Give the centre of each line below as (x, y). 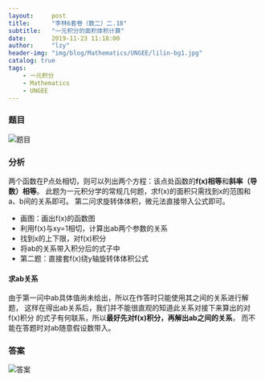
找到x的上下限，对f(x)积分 (63, 238)
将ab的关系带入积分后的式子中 (70, 248)
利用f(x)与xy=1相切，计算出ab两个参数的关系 (94, 228)
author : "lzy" (39, 46)
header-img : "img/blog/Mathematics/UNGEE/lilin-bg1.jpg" (106, 53)
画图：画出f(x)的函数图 (57, 218)
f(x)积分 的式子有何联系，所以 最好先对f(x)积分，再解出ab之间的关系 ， (124, 318)
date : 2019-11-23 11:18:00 (64, 38)
